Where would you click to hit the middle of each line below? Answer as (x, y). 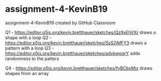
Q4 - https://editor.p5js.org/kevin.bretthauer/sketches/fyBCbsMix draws (79, 68)
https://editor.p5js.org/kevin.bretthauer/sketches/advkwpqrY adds (73, 53)
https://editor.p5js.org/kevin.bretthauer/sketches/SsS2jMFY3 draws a (76, 42)
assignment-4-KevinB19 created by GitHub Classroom (60, 23)
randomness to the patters (32, 58)
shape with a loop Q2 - (28, 38)
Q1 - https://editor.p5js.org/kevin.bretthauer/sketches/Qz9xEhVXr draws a (80, 32)
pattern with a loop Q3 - (30, 48)
